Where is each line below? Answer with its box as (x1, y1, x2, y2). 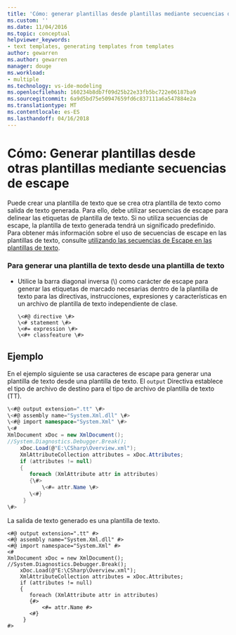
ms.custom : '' (7, 17, 49, 24)
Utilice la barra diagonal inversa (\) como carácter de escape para (17, 277, 209, 285)
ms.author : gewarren (7, 56, 68, 63)
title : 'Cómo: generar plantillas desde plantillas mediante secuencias (7, 10, 225, 18)
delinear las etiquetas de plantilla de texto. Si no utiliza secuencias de (7, 213, 209, 222)
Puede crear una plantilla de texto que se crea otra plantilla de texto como (7, 199, 221, 207)
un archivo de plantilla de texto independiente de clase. (17, 299, 178, 308)
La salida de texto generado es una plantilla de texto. (7, 516, 160, 524)
